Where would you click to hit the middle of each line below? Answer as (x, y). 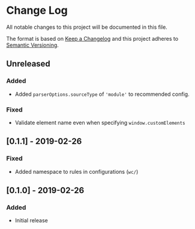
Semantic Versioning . (32, 45)
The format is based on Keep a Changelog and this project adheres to (92, 38)
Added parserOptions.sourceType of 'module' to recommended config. (102, 94)
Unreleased (28, 64)
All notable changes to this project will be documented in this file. (87, 27)
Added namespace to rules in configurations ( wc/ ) (76, 171)
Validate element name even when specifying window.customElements (100, 122)
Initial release (31, 221)
